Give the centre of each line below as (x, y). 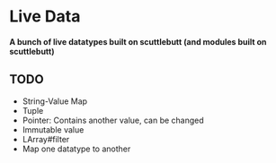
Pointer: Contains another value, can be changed (113, 120)
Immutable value (53, 129)
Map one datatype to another (76, 149)
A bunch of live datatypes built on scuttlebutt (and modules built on (138, 41)
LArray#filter (46, 139)
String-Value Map (55, 101)
